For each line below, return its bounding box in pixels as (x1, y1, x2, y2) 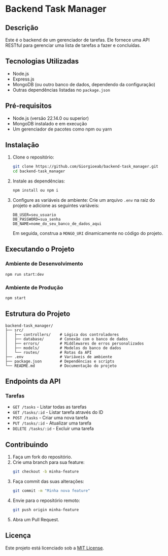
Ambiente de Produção (5, 284, 63, 291)
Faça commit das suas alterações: (12, 478, 85, 484)
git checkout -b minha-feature (12, 469, 79, 474)
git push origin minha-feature (12, 507, 79, 512)
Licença (5, 531, 31, 540)
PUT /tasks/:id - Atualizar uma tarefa (12, 420, 91, 426)
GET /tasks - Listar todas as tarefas (12, 404, 87, 410)
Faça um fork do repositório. (12, 454, 73, 460)
